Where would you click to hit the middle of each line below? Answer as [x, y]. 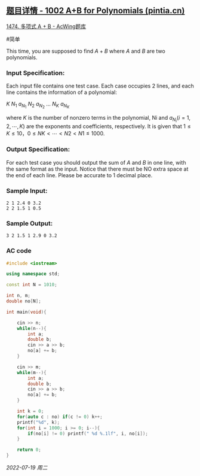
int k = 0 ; [30, 411]
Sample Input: [27, 190]
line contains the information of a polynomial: [62, 92]
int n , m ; [19, 296]
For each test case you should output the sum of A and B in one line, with [96, 162]
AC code [19, 251]
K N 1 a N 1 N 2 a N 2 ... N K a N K [38, 105]
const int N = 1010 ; [32, 285]
